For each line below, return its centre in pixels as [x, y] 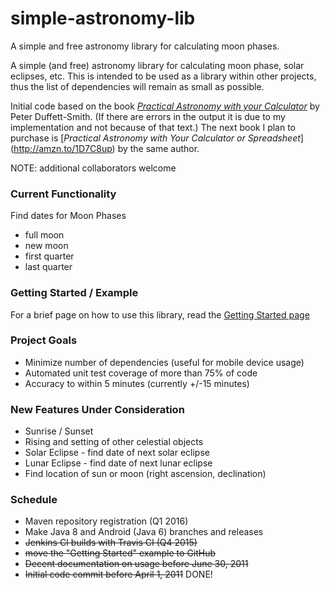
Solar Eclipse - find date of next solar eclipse [117, 453]
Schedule [34, 500]
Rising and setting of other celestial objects [114, 442]
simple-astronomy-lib [103, 18]
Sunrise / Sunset [59, 431]
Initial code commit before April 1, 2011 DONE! [118, 574]
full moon [44, 235]
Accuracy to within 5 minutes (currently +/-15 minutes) [137, 383]
